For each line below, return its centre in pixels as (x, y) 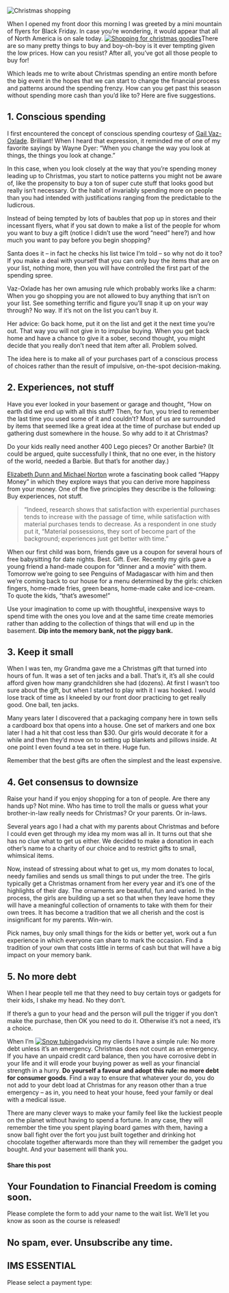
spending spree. (30, 275)
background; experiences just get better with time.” (96, 539)
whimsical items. (31, 856)
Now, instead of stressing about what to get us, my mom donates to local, (111, 869)
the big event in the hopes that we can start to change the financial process (113, 81)
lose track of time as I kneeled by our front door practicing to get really (107, 698)
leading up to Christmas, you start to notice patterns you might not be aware (114, 175)
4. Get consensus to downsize (73, 782)
